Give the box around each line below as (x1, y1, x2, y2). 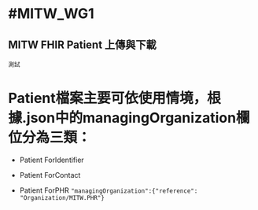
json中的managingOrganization (26, 109, 237, 127)
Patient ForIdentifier (19, 155, 84, 164)
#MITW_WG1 (8, 5, 94, 23)
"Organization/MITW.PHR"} (19, 193, 105, 201)
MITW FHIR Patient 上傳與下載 (8, 38, 157, 51)
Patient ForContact (19, 170, 81, 179)
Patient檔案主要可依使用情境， (8, 90, 208, 107)
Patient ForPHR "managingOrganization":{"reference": (19, 186, 198, 195)
